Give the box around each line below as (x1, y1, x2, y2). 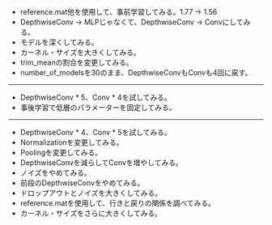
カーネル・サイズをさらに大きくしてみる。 (19, 209, 162, 218)
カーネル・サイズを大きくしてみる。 (19, 48, 141, 57)
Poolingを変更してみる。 (19, 148, 103, 157)
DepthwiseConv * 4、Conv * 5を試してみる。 (19, 128, 172, 137)
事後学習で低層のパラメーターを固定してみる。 (19, 103, 176, 112)
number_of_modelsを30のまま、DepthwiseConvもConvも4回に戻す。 (19, 68, 253, 77)
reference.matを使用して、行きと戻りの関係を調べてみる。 (19, 198, 216, 208)
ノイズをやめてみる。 (19, 168, 91, 177)
